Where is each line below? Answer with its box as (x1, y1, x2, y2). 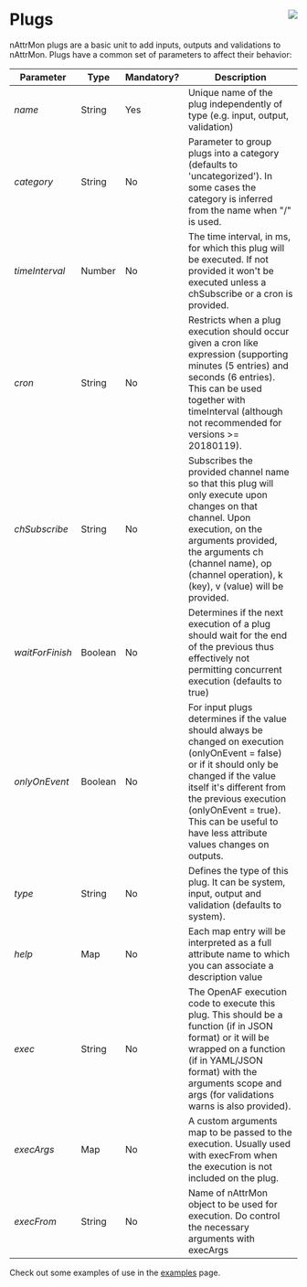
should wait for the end (187, 629, 288, 642)
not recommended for (187, 416, 282, 429)
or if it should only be (187, 758, 279, 771)
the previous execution (187, 792, 286, 804)
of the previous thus (187, 640, 274, 653)
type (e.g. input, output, (187, 109, 290, 122)
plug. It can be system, (187, 876, 286, 888)
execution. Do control (187, 1209, 281, 1222)
